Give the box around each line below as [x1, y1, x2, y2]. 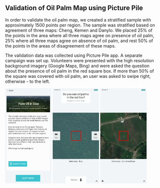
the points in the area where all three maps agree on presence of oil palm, [5, 32, 155, 38]
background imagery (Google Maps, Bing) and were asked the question [5, 63, 150, 69]
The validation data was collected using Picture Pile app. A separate [5, 52, 143, 58]
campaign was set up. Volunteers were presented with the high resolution [5, 57, 154, 63]
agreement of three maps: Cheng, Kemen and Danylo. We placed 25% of [5, 27, 153, 33]
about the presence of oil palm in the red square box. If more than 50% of [5, 68, 154, 74]
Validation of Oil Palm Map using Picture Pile [5, 4, 143, 12]
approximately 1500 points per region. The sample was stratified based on [5, 22, 156, 28]
